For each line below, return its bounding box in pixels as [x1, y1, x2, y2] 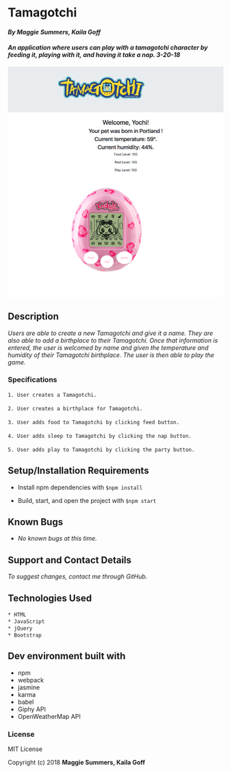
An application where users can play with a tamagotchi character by [8, 43, 208, 52]
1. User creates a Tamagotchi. [8, 391, 97, 398]
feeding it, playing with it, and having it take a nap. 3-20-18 [8, 51, 181, 59]
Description [8, 310, 59, 323]
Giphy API [17, 704, 47, 713]
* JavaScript [8, 618, 45, 625]
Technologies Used [8, 592, 92, 604]
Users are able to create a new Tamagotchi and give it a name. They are [8, 329, 214, 337]
